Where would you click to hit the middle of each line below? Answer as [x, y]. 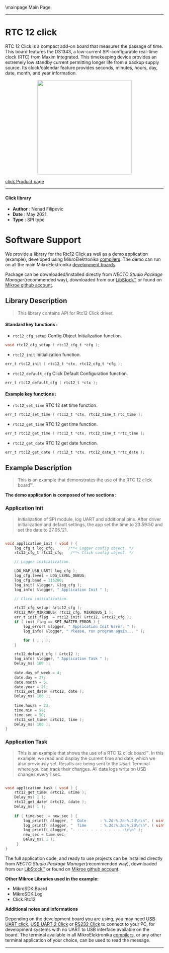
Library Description [36, 301]
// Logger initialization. [43, 562]
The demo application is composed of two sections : [61, 495]
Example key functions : [31, 394]
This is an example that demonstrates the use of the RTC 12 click [84, 480]
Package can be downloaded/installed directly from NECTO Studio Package [84, 274]
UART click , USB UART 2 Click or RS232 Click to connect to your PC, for [80, 924]
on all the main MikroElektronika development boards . [61, 265]
